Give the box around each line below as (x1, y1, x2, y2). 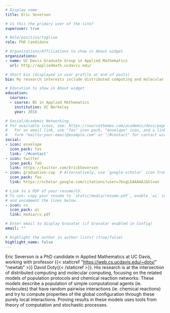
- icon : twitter (5, 156, 39, 161)
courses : (10, 95, 28, 100)
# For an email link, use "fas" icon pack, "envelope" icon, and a (5, 128, 155, 133)
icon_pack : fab (10, 161, 42, 166)
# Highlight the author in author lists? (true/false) (5, 235, 123, 240)
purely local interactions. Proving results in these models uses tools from (5, 296, 157, 302)
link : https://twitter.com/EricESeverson (10, 165, 99, 171)
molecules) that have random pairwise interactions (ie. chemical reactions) (5, 286, 161, 292)
